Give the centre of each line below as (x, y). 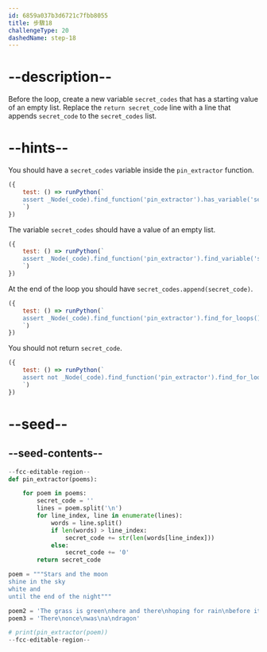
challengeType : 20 (39, 30)
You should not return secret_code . (66, 348)
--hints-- (39, 148)
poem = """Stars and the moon (58, 574)
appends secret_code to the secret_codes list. (83, 116)
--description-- (60, 77)
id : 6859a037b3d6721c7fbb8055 (58, 16)
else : (60, 545)
